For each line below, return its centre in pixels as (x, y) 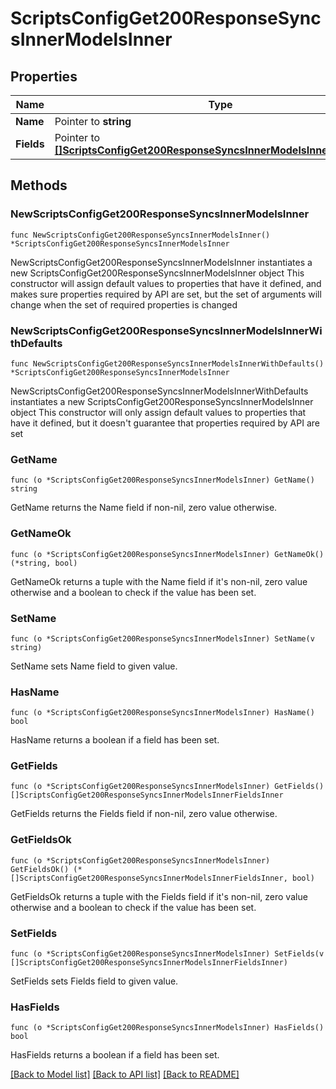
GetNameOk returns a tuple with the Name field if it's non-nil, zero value (159, 581)
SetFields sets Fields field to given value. (94, 981)
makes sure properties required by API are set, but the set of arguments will (166, 294)
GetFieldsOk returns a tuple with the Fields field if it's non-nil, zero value (159, 896)
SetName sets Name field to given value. (94, 666)
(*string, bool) (44, 563)
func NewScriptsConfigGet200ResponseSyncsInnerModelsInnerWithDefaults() (167, 363)
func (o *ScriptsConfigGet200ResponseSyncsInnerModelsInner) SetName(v (162, 638)
